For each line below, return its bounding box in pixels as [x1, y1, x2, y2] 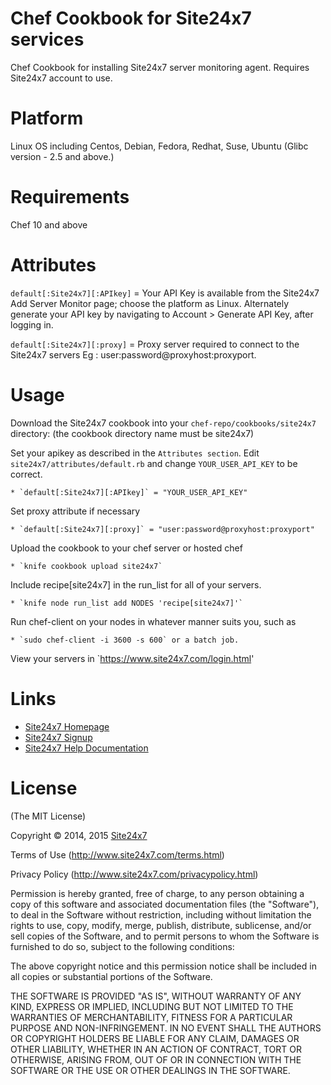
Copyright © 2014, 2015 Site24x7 [10, 829, 148, 841]
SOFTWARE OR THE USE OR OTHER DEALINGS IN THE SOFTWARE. [10, 1064, 291, 1076]
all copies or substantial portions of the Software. [10, 970, 213, 982]
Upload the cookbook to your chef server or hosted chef [10, 542, 243, 554]
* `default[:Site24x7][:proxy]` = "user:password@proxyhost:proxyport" [10, 524, 315, 534]
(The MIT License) [10, 810, 87, 822]
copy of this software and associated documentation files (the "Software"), [10, 898, 320, 910]
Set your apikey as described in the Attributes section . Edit [10, 447, 260, 459]
